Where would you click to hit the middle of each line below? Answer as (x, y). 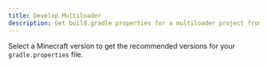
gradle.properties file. (46, 54)
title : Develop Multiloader (55, 16)
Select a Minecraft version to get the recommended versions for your (122, 45)
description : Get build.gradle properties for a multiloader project (126, 23)
